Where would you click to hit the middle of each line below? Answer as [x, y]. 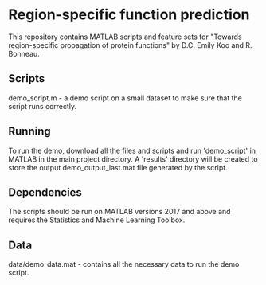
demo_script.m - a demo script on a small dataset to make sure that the [125, 98]
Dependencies [45, 192]
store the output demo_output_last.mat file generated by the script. [118, 167]
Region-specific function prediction [129, 15]
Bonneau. [24, 53]
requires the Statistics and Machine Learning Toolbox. [97, 220]
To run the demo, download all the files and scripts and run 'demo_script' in [132, 150]
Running [30, 132]
